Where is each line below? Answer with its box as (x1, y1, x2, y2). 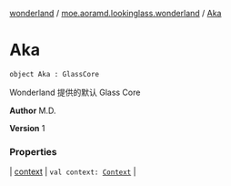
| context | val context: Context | (9, 166, 136, 177)
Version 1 (9, 122, 45, 133)
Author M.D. (9, 105, 56, 116)
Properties (9, 145, 57, 158)
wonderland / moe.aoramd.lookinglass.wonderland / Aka (9, 8, 222, 18)
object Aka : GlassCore (9, 69, 100, 78)
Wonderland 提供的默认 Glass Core (9, 87, 141, 98)
